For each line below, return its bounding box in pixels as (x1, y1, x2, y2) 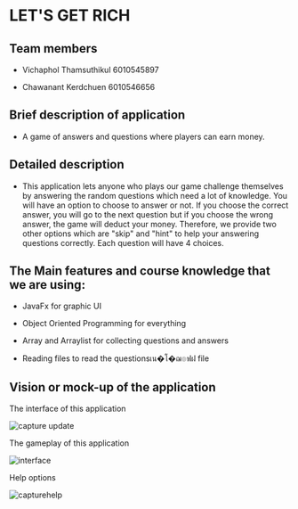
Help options (9, 472, 56, 483)
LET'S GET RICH (9, 5, 131, 26)
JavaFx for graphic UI (21, 300, 102, 312)
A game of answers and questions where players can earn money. (21, 131, 265, 142)
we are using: (9, 277, 86, 292)
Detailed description (9, 157, 125, 172)
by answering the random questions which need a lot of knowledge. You (21, 190, 287, 201)
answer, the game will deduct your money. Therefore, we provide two (21, 218, 278, 229)
